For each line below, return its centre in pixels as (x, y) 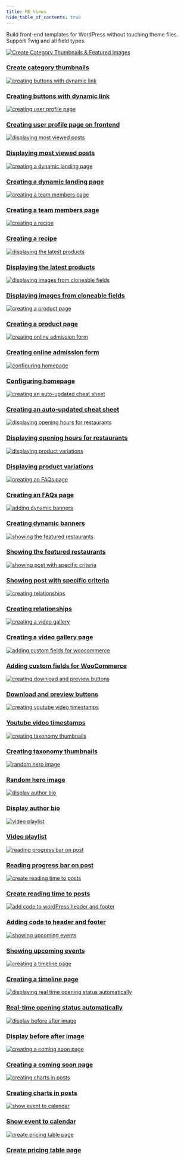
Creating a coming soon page (50, 1064)
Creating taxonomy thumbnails (52, 751)
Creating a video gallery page (50, 637)
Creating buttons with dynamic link (58, 96)
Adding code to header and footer (56, 922)
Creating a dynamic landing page (55, 182)
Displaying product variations (50, 467)
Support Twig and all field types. (46, 41)
